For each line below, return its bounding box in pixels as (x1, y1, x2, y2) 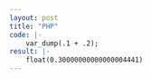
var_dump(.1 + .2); (25, 38, 99, 48)
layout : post (9, 13, 59, 23)
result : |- (9, 47, 51, 56)
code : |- (9, 30, 42, 39)
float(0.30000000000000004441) (25, 55, 144, 64)
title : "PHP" (9, 22, 59, 31)
